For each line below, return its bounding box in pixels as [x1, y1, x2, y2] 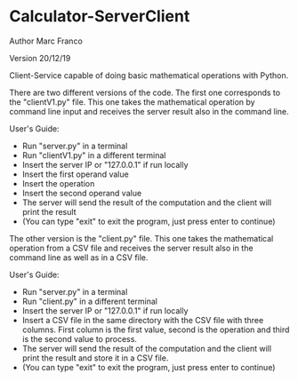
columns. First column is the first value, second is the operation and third [21, 324, 290, 335]
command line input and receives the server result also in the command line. [9, 106, 289, 116]
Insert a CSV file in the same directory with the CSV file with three [21, 314, 264, 325]
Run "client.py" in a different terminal [21, 296, 158, 306]
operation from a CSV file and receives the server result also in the [9, 242, 254, 253]
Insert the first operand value [21, 169, 129, 179]
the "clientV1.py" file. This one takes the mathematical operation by [9, 96, 255, 107]
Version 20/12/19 [9, 52, 71, 63]
